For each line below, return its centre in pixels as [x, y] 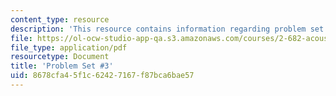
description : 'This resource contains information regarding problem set [167, 29]
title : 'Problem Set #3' [62, 66]
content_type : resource [60, 19]
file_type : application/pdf [69, 47]
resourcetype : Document [60, 57]
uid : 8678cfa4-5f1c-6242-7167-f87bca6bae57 [102, 76]
